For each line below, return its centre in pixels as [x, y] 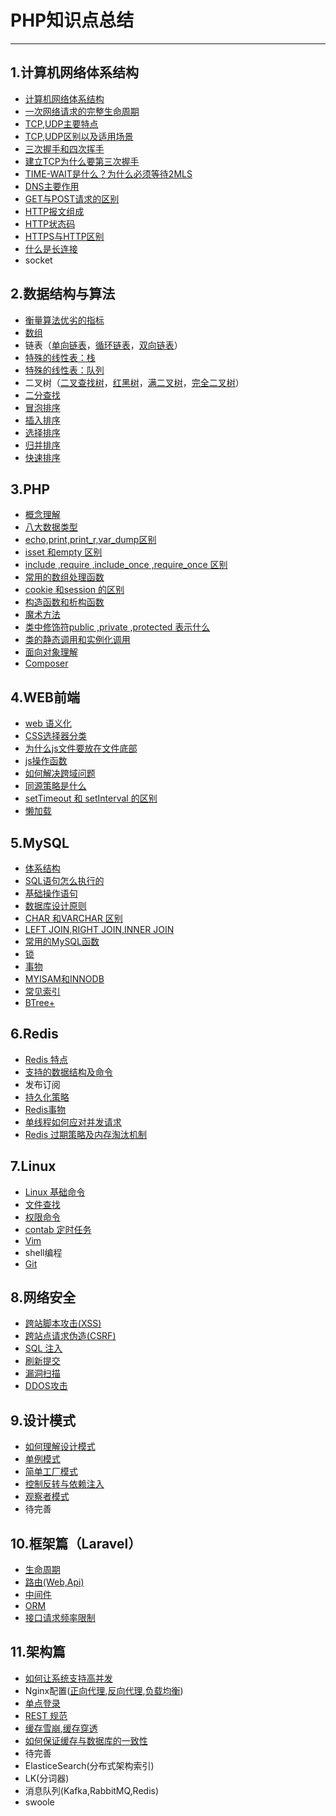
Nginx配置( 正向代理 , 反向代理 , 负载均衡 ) [104, 1690]
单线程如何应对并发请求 [73, 1122]
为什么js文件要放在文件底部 [81, 748]
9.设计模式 [43, 1420]
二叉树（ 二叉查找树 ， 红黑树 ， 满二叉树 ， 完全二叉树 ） [134, 382]
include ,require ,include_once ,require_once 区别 [126, 565]
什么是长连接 [51, 248]
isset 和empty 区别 [63, 552]
